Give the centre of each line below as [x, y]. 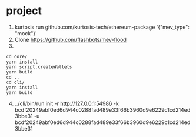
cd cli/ [16, 82]
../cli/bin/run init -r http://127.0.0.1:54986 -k [67, 103]
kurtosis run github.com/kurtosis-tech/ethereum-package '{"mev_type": [102, 27]
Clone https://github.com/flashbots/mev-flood [70, 39]
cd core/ [17, 56]
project [24, 11]
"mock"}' [26, 33]
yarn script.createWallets [39, 67]
